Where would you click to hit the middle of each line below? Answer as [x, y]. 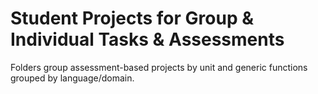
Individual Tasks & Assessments [147, 39]
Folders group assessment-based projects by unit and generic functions [159, 67]
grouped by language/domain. [72, 78]
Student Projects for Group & [132, 18]
